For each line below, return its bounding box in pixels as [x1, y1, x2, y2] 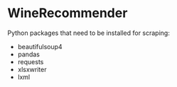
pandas [17, 50, 41, 58]
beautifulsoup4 [17, 42, 63, 51]
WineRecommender [7, 5, 128, 21]
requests [17, 57, 44, 66]
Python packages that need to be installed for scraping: [7, 29, 171, 37]
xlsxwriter [17, 65, 47, 73]
